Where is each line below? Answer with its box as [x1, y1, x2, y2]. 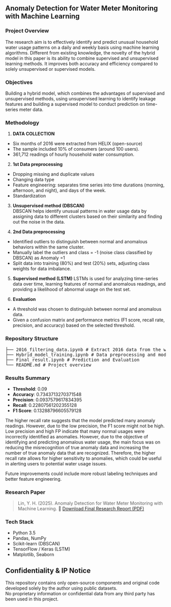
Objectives [5, 78, 33, 86]
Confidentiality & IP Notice [5, 566, 91, 575]
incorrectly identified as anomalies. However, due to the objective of [5, 433, 149, 439]
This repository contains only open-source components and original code [5, 580, 160, 586]
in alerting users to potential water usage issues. [5, 460, 107, 466]
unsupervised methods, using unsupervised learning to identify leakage [5, 95, 156, 101]
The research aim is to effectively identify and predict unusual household [5, 39, 159, 45]
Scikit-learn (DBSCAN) [12, 541, 60, 547]
